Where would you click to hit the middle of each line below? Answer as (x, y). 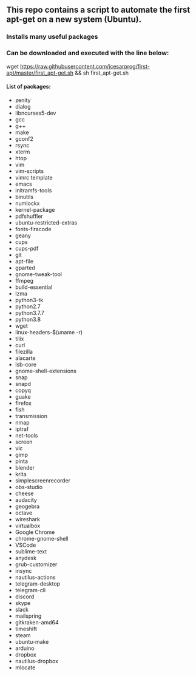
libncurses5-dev (35, 113)
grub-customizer (36, 564)
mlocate (25, 668)
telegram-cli (30, 590)
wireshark (28, 519)
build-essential (34, 287)
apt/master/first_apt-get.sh (40, 73)
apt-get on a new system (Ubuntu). (74, 20)
